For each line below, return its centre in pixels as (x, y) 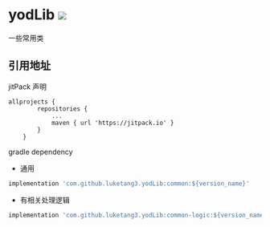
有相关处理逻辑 (45, 200)
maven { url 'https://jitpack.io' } (112, 123)
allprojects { (32, 102)
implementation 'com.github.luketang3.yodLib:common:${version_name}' (129, 183)
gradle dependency (41, 152)
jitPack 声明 (27, 87)
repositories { (63, 109)
